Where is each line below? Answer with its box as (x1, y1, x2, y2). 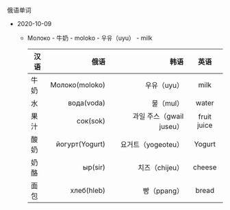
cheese (192, 163, 217, 172)
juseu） (159, 122, 184, 131)
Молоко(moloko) (50, 80, 106, 89)
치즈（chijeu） (138, 163, 184, 172)
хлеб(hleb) (70, 186, 106, 195)
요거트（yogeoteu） (120, 140, 184, 149)
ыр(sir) (82, 163, 106, 172)
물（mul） (151, 99, 184, 108)
